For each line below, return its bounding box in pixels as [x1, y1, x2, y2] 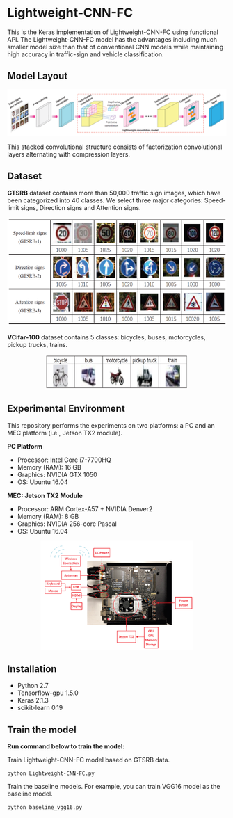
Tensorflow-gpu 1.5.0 [17, 689, 79, 697]
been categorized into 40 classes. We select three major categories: [7, 196, 203, 205]
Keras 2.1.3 [17, 696, 49, 705]
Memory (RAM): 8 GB [17, 512, 79, 520]
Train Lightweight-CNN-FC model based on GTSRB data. [7, 756, 170, 764]
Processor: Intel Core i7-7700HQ [17, 456, 111, 464]
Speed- [204, 196, 226, 205]
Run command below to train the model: [7, 742, 125, 751]
